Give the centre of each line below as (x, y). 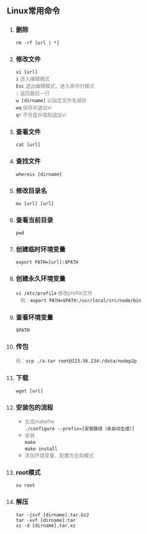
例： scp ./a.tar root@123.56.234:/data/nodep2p (76, 361)
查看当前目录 (34, 220)
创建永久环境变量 (41, 279)
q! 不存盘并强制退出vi (41, 115)
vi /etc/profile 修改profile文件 (54, 293)
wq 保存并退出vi (34, 107)
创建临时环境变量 (41, 249)
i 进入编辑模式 (33, 78)
